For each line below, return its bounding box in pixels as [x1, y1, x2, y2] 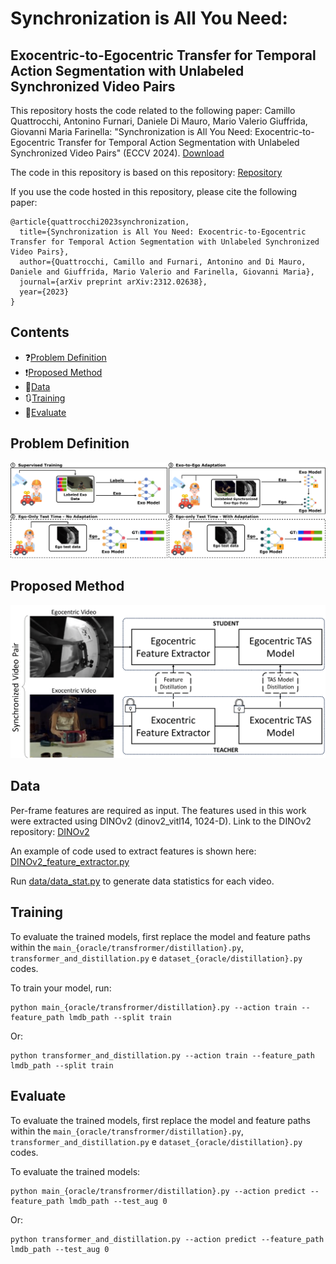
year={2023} [19, 287, 70, 297]
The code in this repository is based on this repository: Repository [10, 167, 283, 178]
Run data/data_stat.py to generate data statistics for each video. [10, 875, 275, 887]
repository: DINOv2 [10, 825, 90, 837]
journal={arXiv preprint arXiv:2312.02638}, [19, 277, 208, 287]
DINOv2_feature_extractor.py [10, 855, 130, 867]
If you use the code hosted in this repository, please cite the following [10, 186, 298, 197]
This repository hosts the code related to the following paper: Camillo [10, 105, 296, 116]
